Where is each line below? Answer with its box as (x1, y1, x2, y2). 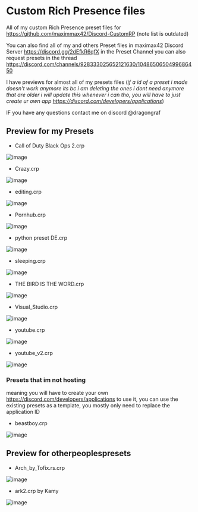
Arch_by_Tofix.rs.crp (14, 464, 65, 471)
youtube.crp (14, 326, 45, 334)
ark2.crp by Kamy (14, 487, 59, 494)
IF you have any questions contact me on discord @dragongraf (6, 109, 161, 116)
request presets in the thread (6, 54, 77, 61)
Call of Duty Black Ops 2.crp (14, 142, 85, 149)
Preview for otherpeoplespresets (6, 448, 131, 458)
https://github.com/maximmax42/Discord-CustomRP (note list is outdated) (6, 30, 189, 37)
